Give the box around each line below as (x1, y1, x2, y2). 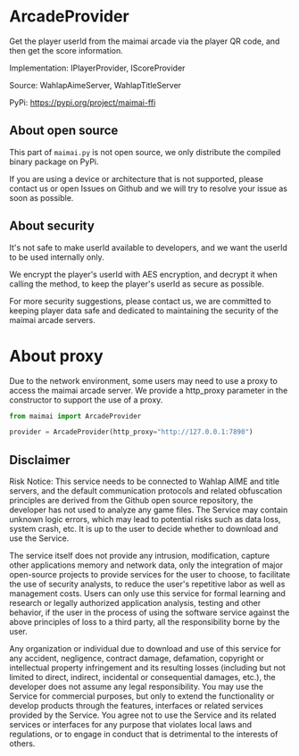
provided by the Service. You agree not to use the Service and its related (9, 710, 277, 720)
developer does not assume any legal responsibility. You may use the (9, 681, 263, 693)
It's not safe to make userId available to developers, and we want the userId (9, 242, 288, 253)
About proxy (9, 345, 104, 366)
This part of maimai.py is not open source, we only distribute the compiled (9, 146, 281, 157)
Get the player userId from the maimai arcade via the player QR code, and (9, 36, 280, 46)
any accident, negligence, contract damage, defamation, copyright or (9, 653, 265, 664)
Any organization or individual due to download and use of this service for (9, 644, 281, 654)
